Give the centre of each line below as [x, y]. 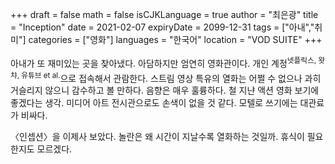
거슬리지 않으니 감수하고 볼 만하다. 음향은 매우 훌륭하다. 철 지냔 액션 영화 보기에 [165, 90]
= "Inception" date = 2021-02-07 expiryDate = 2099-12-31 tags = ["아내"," [162, 27]
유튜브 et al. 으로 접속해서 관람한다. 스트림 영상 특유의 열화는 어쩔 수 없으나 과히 [171, 77]
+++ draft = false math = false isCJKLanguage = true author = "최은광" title [164, 14]
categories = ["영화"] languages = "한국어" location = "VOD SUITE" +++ [175, 39]
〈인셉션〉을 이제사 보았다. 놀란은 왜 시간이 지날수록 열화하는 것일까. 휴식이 [157, 137]
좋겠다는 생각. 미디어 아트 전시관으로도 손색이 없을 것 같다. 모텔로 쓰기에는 [154, 103]
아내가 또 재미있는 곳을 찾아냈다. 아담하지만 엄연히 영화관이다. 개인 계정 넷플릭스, [163, 62]
